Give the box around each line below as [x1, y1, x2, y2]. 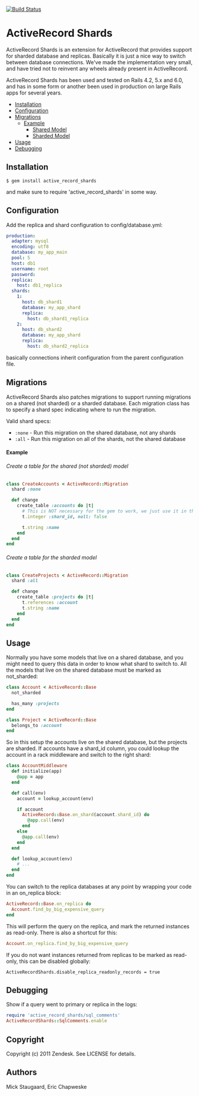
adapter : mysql [11, 238, 49, 244]
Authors [6, 1067, 37, 1078]
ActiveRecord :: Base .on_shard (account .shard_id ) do [21, 812, 150, 818]
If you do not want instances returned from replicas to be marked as [6, 951, 173, 958]
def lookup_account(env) [11, 856, 73, 862]
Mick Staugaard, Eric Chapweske [6, 1083, 87, 1090]
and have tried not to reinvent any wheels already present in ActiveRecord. [6, 65, 188, 72]
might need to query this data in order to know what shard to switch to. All [6, 660, 187, 667]
